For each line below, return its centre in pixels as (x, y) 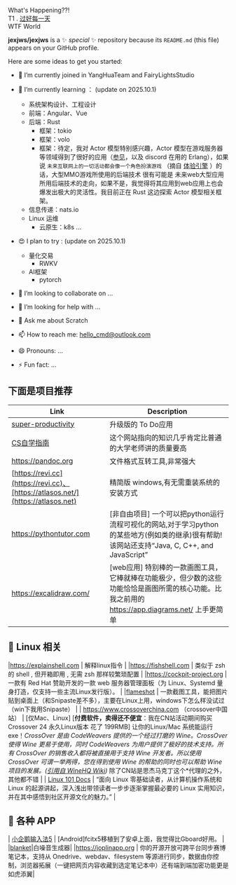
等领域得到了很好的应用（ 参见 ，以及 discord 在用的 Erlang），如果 (134, 157)
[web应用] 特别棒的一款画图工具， (166, 567)
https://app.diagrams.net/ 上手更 (162, 609)
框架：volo (55, 139)
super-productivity (43, 424)
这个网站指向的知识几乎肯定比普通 (165, 438)
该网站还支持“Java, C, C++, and (161, 545)
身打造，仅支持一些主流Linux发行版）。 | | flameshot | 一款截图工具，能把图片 (118, 691)
